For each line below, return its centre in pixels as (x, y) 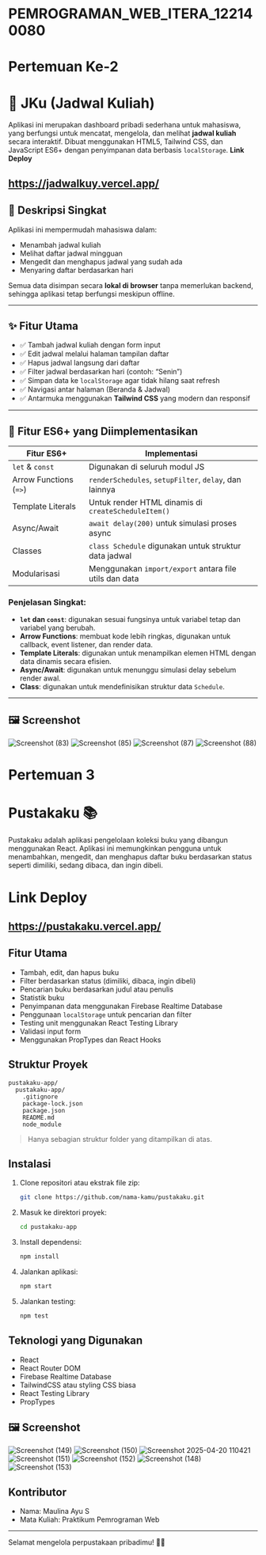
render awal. (40, 678)
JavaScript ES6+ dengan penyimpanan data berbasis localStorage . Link (126, 150)
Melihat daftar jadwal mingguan (71, 253)
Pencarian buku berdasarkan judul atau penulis (97, 989)
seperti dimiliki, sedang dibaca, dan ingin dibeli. (86, 865)
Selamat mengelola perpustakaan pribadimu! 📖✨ (87, 1542)
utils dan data (114, 578)
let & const (33, 467)
